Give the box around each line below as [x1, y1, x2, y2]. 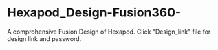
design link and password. [7, 34, 82, 42]
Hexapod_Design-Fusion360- [7, 5, 182, 21]
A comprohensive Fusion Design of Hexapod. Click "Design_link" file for [7, 27, 211, 36]
